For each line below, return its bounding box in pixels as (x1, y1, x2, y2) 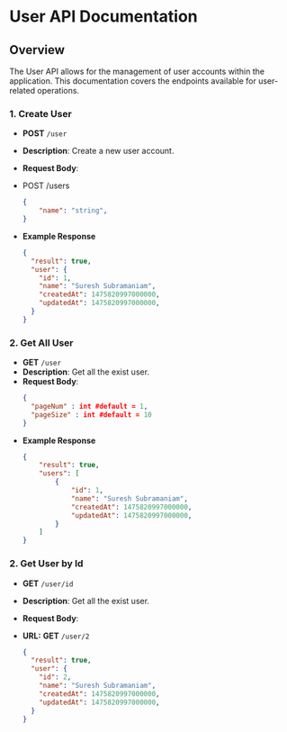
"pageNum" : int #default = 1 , (31, 402, 148, 411)
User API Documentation (9, 6, 198, 27)
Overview (9, 42, 66, 58)
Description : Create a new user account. (22, 146, 175, 157)
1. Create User (9, 107, 72, 120)
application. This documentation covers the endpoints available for (9, 76, 256, 86)
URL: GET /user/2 (22, 630, 90, 641)
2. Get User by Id (9, 557, 84, 570)
